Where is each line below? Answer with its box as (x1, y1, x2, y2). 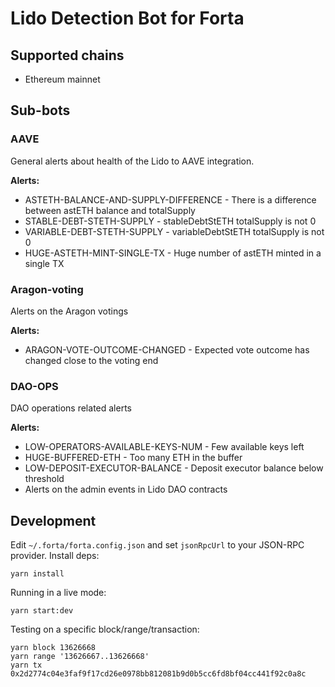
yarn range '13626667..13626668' (10, 652, 150, 662)
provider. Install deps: (10, 550, 100, 562)
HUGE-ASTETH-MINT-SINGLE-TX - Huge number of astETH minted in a (24, 247, 322, 259)
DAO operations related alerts (10, 402, 132, 414)
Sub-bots (10, 102, 71, 119)
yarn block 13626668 (10, 643, 97, 653)
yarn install (10, 569, 65, 579)
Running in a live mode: (10, 587, 107, 599)
